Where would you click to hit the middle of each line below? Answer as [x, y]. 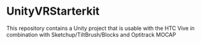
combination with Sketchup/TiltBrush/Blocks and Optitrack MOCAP [91, 34]
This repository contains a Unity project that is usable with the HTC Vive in [100, 28]
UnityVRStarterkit [53, 11]
